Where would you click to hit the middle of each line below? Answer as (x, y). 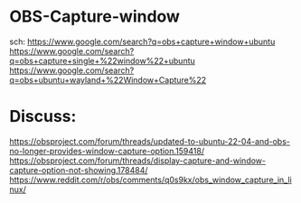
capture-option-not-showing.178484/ (79, 170)
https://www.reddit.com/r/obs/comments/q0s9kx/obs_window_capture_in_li (150, 180)
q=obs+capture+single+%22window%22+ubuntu (103, 60)
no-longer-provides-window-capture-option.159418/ (107, 151)
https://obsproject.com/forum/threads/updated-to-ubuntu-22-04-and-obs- (150, 141)
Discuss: (43, 117)
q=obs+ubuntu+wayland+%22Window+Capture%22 (108, 79)
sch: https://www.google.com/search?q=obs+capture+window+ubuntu (142, 42)
